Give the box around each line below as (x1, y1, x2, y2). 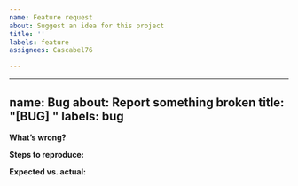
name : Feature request (9, 12, 93, 22)
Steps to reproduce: (9, 149, 84, 159)
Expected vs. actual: (9, 166, 87, 177)
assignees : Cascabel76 (9, 46, 93, 55)
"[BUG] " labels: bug (9, 108, 124, 124)
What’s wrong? (9, 132, 67, 143)
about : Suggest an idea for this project (9, 21, 165, 30)
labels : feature (9, 37, 69, 47)
